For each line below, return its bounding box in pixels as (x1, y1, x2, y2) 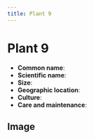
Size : (17, 78, 33, 87)
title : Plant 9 (7, 10, 52, 17)
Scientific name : (17, 71, 67, 79)
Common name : (17, 64, 65, 72)
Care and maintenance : (17, 101, 88, 109)
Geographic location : (17, 85, 81, 94)
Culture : (17, 93, 42, 101)
